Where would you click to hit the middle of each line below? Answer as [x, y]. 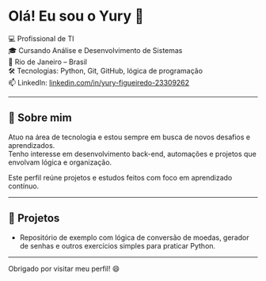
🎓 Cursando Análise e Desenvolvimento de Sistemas [95, 50]
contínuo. [24, 186]
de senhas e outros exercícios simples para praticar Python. [118, 245]
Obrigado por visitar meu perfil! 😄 [64, 268]
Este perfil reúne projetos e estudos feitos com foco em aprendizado [120, 177]
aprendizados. [32, 145]
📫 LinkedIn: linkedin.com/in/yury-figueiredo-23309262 [99, 82]
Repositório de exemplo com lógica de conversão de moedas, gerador [134, 237]
